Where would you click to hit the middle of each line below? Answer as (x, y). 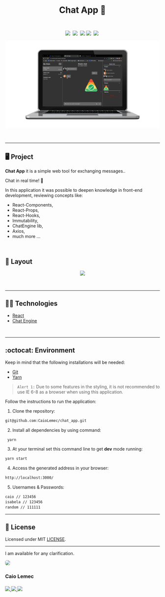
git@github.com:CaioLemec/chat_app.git (46, 421)
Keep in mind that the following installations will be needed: (65, 362)
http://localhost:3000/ (29, 478)
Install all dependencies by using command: (57, 430)
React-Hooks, (26, 215)
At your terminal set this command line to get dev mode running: (77, 449)
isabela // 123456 (24, 502)
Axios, (19, 231)
